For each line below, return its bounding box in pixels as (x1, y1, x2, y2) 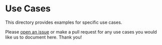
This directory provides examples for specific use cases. (5, 19, 122, 25)
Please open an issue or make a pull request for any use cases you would (5, 29, 157, 35)
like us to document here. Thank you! (5, 34, 82, 40)
